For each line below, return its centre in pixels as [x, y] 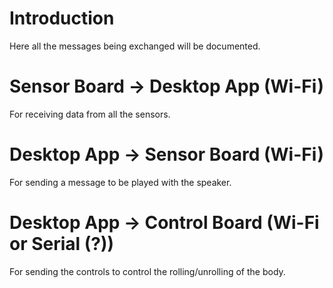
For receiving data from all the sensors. [90, 114]
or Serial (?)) [62, 244]
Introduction [62, 18]
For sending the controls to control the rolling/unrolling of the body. [147, 271]
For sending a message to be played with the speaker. [120, 182]
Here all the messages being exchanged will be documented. [135, 46]
